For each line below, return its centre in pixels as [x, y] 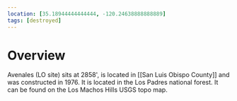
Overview [36, 55]
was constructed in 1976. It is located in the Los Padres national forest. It [113, 83]
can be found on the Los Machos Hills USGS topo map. [87, 90]
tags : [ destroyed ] [34, 20]
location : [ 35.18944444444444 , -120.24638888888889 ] [87, 14]
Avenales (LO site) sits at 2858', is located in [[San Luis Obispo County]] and [118, 75]
